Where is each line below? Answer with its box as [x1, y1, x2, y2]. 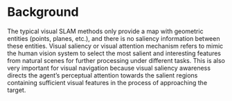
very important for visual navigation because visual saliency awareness [7, 64, 211, 72]
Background [7, 4, 79, 20]
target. [7, 86, 26, 94]
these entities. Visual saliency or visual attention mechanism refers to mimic [7, 42, 224, 50]
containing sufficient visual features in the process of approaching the [7, 78, 208, 86]
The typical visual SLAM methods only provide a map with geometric [7, 27, 204, 35]
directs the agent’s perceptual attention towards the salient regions [7, 71, 198, 80]
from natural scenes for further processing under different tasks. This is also [7, 56, 226, 64]
